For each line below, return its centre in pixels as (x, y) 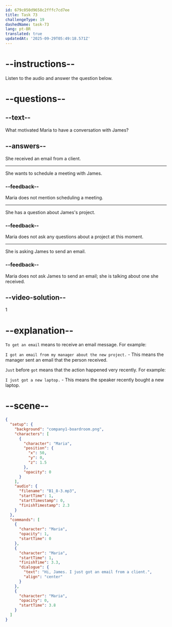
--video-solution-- (36, 297)
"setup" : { (21, 425)
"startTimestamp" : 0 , (42, 501)
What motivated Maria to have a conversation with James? (67, 130)
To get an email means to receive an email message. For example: (76, 345)
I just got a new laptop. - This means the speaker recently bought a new (85, 380)
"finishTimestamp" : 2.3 (44, 505)
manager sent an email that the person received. (56, 360)
